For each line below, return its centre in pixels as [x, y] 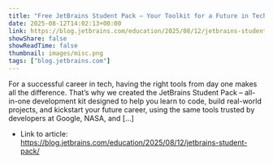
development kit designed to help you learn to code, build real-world [147, 101]
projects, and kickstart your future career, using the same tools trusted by [132, 109]
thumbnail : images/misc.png [56, 53]
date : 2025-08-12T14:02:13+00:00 [65, 23]
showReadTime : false [43, 46]
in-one [19, 101]
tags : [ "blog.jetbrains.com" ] [60, 61]
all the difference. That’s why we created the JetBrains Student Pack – [126, 92]
